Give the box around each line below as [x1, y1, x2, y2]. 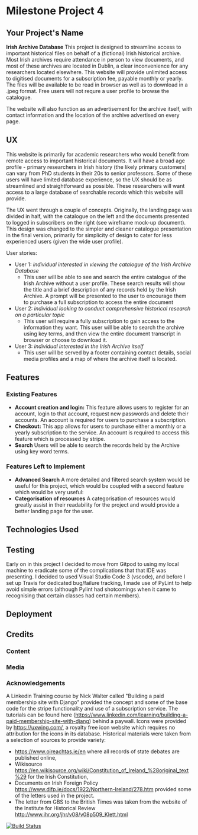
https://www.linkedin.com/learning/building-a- [74, 711, 189, 718]
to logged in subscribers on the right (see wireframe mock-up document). [6, 219, 186, 226]
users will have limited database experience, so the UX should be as [6, 176, 173, 183]
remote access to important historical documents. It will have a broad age [6, 157, 185, 164]
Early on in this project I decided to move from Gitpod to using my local [6, 561, 179, 567]
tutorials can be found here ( [6, 711, 76, 718]
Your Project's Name [6, 28, 84, 38]
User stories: [6, 249, 37, 256]
